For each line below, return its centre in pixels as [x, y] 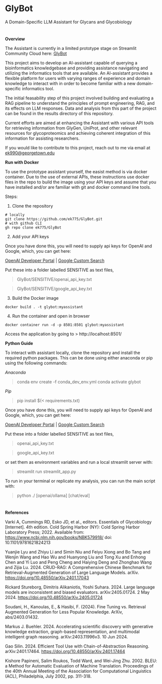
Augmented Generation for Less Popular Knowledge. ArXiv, [64, 612]
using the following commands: [36, 363]
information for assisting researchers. [42, 138]
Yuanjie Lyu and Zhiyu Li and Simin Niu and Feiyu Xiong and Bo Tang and [78, 552]
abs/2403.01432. [22, 617]
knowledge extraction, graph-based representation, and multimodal [73, 632]
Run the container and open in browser [51, 316]
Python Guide [19, 343]
